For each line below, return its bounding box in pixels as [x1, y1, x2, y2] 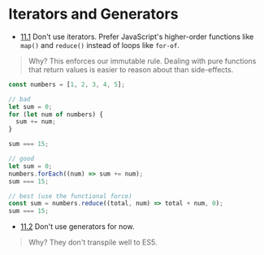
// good [8, 155, 35, 163]
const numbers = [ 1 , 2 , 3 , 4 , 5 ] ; [8, 80, 126, 89]
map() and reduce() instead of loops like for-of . [19, 40, 180, 50]
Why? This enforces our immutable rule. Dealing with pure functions [28, 56, 257, 66]
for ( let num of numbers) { [8, 110, 104, 119]
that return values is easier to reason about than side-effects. [28, 64, 234, 74]
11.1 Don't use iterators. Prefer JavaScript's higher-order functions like [19, 32, 254, 41]
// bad [8, 95, 31, 103]
